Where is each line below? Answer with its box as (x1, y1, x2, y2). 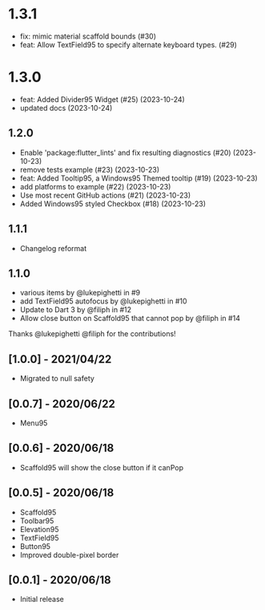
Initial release (19, 595, 64, 604)
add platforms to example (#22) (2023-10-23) (19, 181, 171, 191)
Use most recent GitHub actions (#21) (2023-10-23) (19, 190, 191, 200)
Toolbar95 (19, 515, 54, 526)
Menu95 (19, 418, 48, 428)
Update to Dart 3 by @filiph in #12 (19, 305, 132, 315)
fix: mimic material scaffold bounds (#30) (19, 31, 157, 41)
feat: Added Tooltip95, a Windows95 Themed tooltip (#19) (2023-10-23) (19, 173, 258, 183)
